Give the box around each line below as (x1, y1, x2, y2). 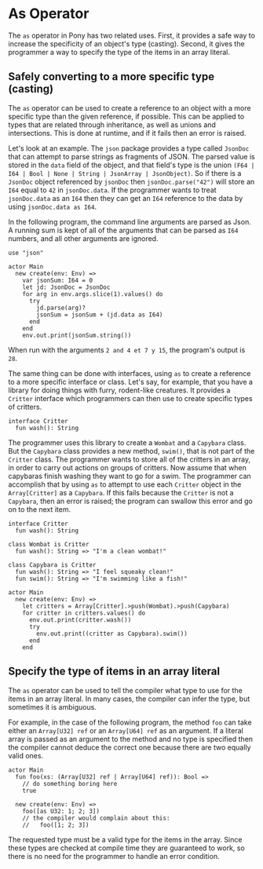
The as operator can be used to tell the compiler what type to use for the (8, 685, 243, 695)
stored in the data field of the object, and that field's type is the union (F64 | (8, 160, 255, 170)
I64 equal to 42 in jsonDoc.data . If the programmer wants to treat (8, 185, 217, 195)
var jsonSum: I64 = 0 (22, 276, 93, 284)
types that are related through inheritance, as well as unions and (8, 119, 216, 130)
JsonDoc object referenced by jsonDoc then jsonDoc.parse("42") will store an (8, 177, 255, 186)
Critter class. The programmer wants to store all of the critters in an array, (8, 455, 251, 464)
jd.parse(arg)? (36, 304, 86, 312)
